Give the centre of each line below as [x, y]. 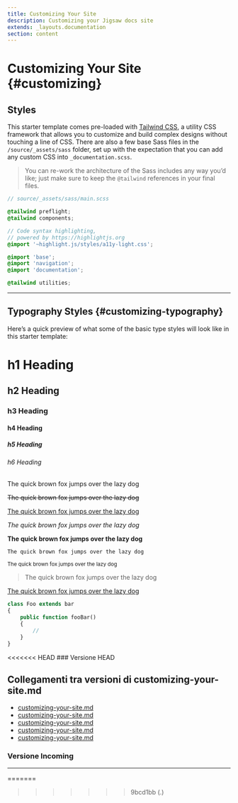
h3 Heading [28, 411]
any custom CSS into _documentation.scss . [70, 157]
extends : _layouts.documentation [57, 27]
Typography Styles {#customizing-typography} [115, 311]
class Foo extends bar [41, 604]
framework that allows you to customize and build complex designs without [118, 135]
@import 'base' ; [31, 257]
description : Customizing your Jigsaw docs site [80, 21]
